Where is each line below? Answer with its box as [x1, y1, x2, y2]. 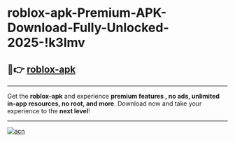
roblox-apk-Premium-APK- [7, 5, 167, 21]
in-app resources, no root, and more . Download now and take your [7, 99, 202, 108]
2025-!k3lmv [7, 35, 85, 50]
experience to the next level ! [7, 107, 91, 115]
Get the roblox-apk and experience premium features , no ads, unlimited [7, 92, 220, 100]
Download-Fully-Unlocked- [7, 20, 169, 36]
